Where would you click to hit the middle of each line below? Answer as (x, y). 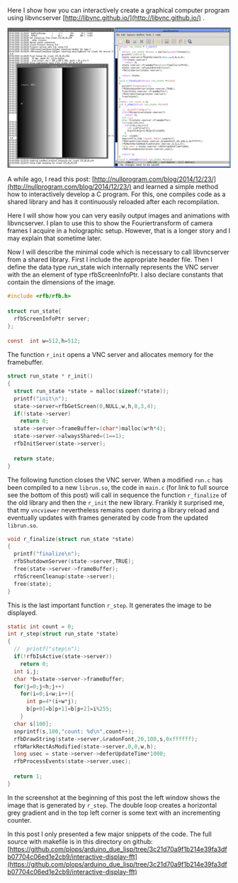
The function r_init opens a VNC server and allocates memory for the (110, 355)
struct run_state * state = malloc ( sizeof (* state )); (92, 391)
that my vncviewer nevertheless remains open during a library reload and (113, 510)
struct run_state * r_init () (50, 376)
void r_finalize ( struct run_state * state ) (71, 539)
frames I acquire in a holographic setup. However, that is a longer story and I (119, 231)
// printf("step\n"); (47, 649)
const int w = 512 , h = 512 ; (44, 341)
